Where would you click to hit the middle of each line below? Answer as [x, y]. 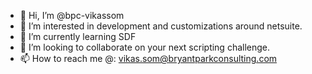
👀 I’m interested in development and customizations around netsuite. [161, 26]
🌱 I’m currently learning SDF [78, 36]
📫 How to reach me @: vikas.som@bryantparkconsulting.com [148, 58]
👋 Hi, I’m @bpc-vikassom [72, 15]
